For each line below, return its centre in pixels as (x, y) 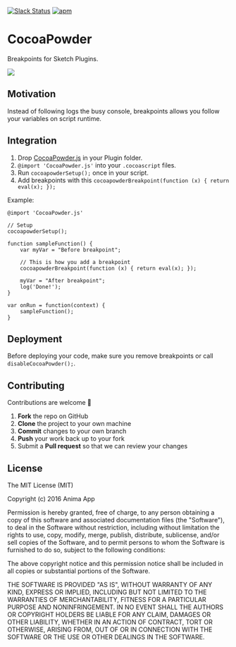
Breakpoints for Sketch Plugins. (53, 58)
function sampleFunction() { (50, 244)
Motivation (32, 94)
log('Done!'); (41, 287)
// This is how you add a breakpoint (75, 262)
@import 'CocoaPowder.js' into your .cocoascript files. (97, 165)
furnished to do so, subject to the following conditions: (86, 550)
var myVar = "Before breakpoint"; (70, 250)
